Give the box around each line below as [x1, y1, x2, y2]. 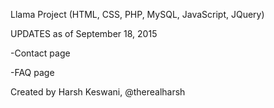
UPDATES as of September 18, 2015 [10, 28, 158, 39]
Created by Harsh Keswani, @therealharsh [10, 86, 186, 98]
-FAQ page [10, 67, 55, 78]
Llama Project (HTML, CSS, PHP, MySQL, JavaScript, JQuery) [10, 9, 265, 20]
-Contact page [10, 47, 71, 59]
